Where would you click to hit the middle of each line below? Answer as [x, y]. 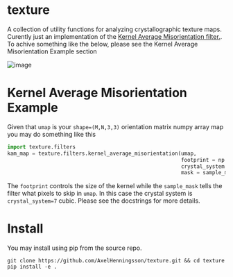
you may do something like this [51, 134]
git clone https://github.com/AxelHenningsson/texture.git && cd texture [116, 261]
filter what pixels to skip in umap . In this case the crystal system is [100, 194]
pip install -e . [32, 267]
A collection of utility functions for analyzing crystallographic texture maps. [114, 29]
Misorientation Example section [52, 51]
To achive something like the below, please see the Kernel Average [103, 44]
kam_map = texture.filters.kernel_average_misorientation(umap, [102, 153]
